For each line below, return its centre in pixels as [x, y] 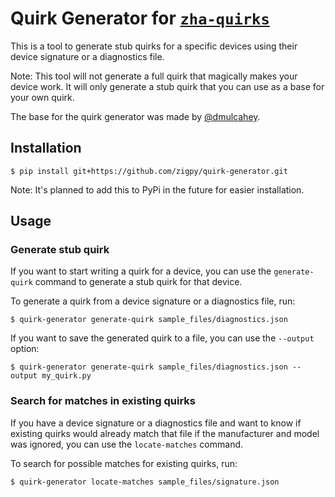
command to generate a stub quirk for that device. [138, 282]
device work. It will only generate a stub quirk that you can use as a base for [167, 86]
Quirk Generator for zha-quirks [140, 18]
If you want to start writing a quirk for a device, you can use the [141, 271]
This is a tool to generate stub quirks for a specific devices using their [154, 46]
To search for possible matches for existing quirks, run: [124, 463]
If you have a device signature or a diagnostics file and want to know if [156, 423]
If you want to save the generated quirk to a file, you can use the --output [162, 338]
